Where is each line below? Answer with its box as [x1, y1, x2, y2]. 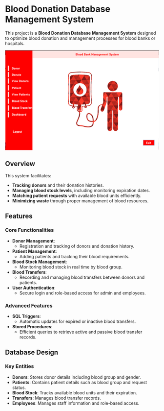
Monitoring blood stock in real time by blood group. [19, 264, 123, 270]
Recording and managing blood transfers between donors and [19, 274, 145, 280]
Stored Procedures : [12, 323, 53, 329]
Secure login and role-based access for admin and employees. [19, 290, 146, 296]
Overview [5, 160, 36, 168]
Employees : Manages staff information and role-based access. [12, 400, 140, 406]
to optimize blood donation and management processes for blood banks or [5, 35, 156, 41]
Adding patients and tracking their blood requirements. [19, 253, 130, 259]
